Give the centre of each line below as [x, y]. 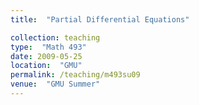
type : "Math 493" [48, 47]
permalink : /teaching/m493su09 [75, 75]
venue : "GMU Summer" [55, 84]
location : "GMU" [46, 66]
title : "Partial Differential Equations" [100, 19]
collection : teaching [55, 37]
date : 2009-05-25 [46, 56]
